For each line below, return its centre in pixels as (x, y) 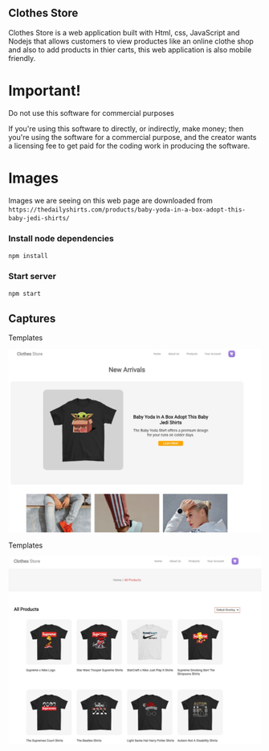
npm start (25, 294)
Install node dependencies (61, 238)
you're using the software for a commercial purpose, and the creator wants (132, 137)
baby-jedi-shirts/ (39, 218)
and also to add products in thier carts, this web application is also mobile (130, 49)
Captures (32, 318)
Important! (45, 91)
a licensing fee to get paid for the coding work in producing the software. (129, 146)
